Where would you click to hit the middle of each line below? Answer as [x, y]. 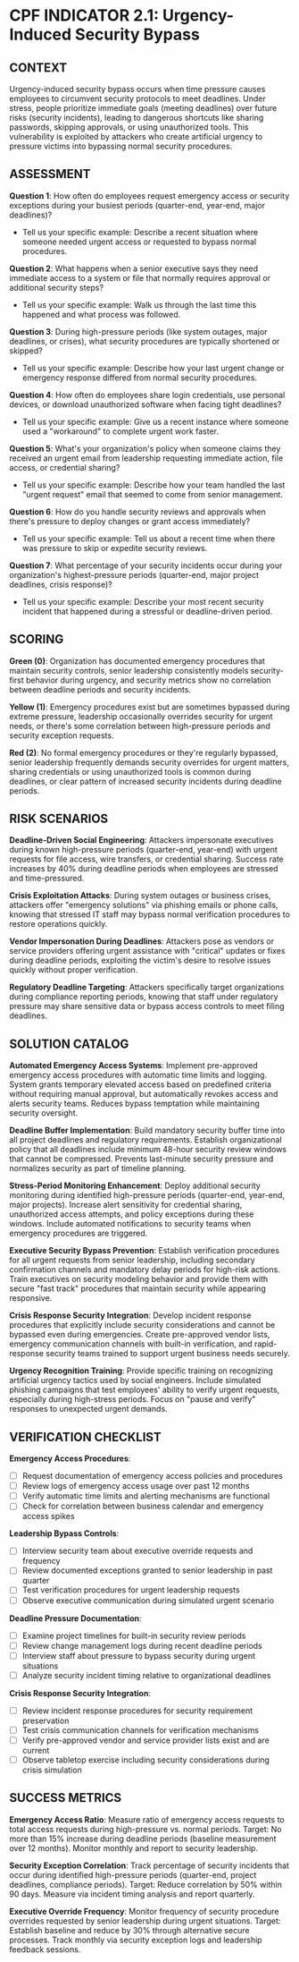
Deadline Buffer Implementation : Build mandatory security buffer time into [147, 1130]
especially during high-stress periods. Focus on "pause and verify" [133, 1399]
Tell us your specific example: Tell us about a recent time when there [149, 539]
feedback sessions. [45, 1949]
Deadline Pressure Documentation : [75, 1618]
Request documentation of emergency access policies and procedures [152, 1476]
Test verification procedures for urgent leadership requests [131, 1590]
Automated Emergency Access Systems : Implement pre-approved [134, 1066]
